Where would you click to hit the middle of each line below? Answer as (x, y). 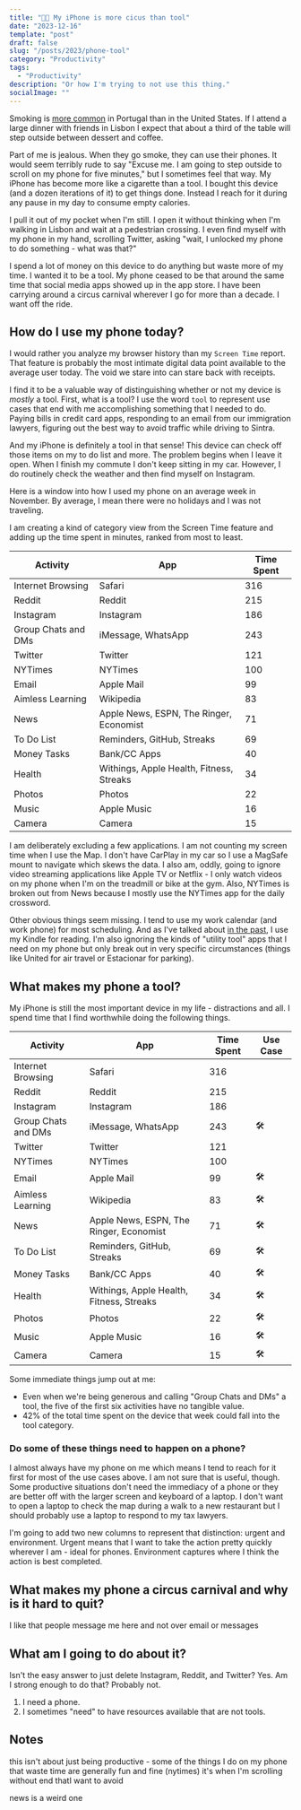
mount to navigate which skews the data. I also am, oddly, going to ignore (145, 865)
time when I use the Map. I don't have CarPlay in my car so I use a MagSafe (149, 855)
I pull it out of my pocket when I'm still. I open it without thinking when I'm (145, 220)
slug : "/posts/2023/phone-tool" (69, 51)
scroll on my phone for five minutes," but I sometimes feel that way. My (140, 174)
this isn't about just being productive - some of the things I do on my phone (149, 1761)
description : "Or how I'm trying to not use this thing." (120, 84)
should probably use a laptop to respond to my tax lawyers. (119, 1516)
